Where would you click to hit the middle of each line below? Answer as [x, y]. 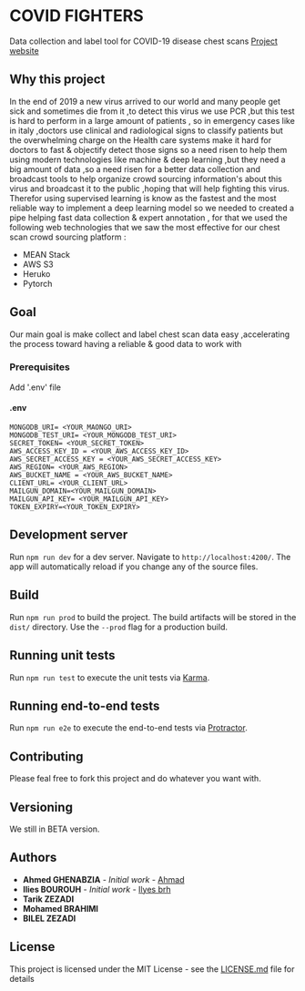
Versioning [41, 807]
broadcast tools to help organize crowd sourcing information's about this [146, 179]
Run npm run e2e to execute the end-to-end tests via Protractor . [128, 728]
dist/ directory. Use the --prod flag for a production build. [118, 627]
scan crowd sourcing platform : [68, 237]
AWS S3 [38, 264]
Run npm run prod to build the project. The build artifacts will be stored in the [153, 617]
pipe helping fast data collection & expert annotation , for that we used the [149, 217]
